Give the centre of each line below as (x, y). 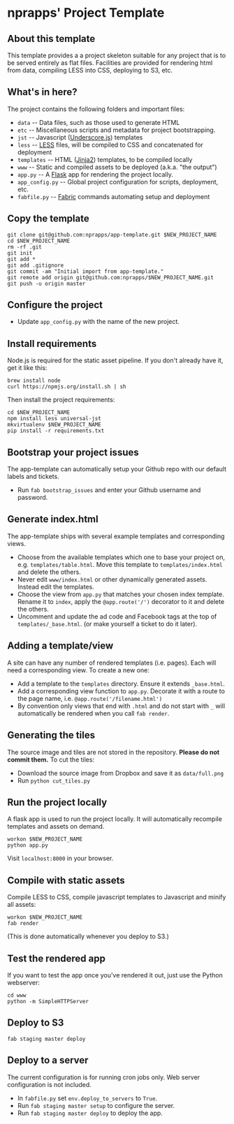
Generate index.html (53, 519)
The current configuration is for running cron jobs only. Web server (104, 1077)
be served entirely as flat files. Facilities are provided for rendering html (110, 63)
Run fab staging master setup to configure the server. (96, 1105)
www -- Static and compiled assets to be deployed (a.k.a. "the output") (117, 167)
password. (32, 498)
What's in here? (43, 92)
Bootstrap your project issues (73, 452)
